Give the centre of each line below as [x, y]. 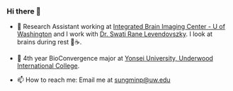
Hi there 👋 [24, 11]
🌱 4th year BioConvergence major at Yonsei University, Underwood [115, 59]
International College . [48, 66]
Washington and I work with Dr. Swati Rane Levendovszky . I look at [115, 34]
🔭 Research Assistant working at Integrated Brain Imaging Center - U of [121, 27]
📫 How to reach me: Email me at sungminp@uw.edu [93, 80]
